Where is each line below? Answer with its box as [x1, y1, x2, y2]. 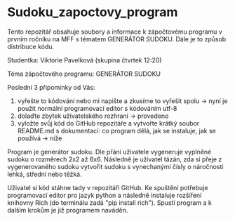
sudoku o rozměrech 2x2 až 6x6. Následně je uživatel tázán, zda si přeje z [7, 155, 222, 163]
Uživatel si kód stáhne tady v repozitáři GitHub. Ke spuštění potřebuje [7, 183, 208, 192]
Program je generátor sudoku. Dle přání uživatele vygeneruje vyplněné [7, 147, 212, 156]
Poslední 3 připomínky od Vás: [7, 83, 95, 91]
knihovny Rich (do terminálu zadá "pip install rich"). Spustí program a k [7, 198, 212, 207]
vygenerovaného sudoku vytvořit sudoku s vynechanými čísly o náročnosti [7, 162, 224, 170]
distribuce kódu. [7, 42, 55, 51]
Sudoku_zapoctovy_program [7, 4, 178, 20]
